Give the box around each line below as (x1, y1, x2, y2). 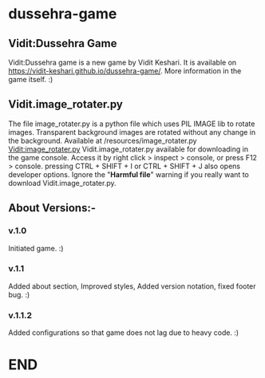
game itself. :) (8, 75, 53, 84)
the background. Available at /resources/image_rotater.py (8, 136, 197, 145)
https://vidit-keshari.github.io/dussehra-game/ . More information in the (8, 66, 242, 76)
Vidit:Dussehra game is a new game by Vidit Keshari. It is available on (8, 57, 237, 67)
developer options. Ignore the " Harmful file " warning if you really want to (8, 169, 249, 179)
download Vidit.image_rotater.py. (8, 178, 117, 187)
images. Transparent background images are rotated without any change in (8, 127, 256, 136)
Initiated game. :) (8, 243, 64, 253)
